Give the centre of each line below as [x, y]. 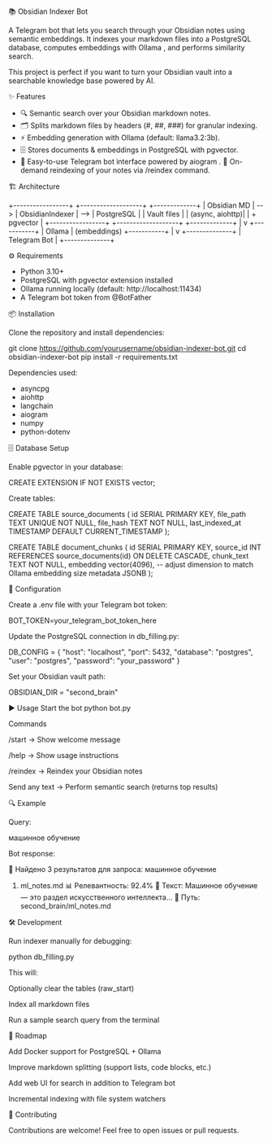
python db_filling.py [41, 957]
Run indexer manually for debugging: [70, 941]
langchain [37, 406]
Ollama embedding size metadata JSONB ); [81, 573]
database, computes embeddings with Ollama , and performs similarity [127, 48]
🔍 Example [27, 803]
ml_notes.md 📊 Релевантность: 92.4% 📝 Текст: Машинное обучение [139, 885]
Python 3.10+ [42, 272]
